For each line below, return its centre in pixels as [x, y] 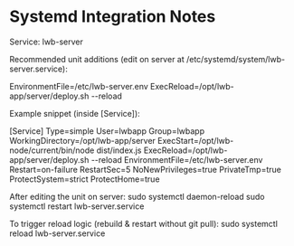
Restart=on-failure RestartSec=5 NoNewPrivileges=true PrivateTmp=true [146, 169]
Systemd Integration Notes [113, 17]
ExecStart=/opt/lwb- [196, 140]
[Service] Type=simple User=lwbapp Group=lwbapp [107, 131]
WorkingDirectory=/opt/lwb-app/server [83, 140]
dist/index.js [119, 150]
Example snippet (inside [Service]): [75, 113]
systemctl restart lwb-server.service [77, 206]
